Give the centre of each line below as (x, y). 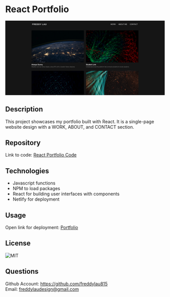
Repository (23, 143)
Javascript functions (34, 183)
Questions (22, 271)
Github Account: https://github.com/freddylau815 (56, 284)
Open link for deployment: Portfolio (42, 227)
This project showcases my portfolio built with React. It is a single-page (80, 121)
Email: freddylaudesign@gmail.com (42, 289)
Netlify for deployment (36, 199)
